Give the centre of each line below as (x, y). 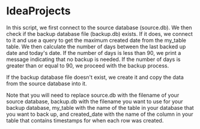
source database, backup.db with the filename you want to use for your (95, 101)
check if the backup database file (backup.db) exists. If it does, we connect (100, 33)
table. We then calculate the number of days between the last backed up (96, 47)
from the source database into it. (47, 83)
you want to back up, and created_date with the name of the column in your (100, 114)
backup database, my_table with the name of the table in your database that (100, 107)
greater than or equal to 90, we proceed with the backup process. (88, 65)
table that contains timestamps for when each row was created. (85, 120)
